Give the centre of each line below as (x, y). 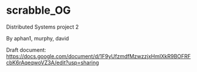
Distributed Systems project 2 (42, 27)
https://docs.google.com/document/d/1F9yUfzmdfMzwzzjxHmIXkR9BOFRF (99, 56)
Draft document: (26, 50)
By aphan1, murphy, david (38, 38)
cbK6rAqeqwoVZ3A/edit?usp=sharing (53, 62)
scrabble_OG (39, 10)
